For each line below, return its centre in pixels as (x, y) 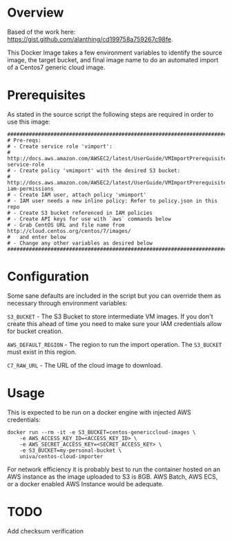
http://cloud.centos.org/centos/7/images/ (69, 231)
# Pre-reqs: (24, 140)
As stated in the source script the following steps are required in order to (110, 114)
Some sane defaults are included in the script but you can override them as (114, 296)
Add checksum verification (46, 531)
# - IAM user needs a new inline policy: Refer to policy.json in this (112, 201)
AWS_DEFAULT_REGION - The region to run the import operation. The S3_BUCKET (115, 344)
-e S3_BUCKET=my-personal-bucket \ (71, 450)
